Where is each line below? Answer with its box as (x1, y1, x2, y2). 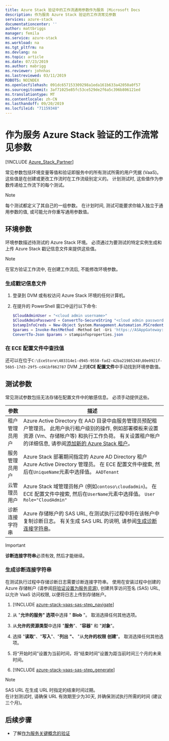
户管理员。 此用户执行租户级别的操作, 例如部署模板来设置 (23, 425, 158, 432)
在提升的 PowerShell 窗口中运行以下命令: (12, 303, 97, 309)
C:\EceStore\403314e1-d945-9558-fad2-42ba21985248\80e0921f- (32, 358, 162, 363)
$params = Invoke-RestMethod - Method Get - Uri (12, 327, 112, 332)
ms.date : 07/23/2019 (5, 59, 49, 64)
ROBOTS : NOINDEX (5, 78, 39, 83)
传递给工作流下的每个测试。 (9, 182, 67, 188)
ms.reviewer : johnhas (5, 69, 51, 74)
